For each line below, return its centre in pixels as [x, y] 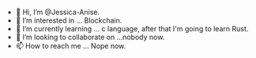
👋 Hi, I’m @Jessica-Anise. [58, 12]
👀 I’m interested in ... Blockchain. [69, 20]
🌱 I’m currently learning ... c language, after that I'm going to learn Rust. [132, 29]
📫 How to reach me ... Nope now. [71, 46]
